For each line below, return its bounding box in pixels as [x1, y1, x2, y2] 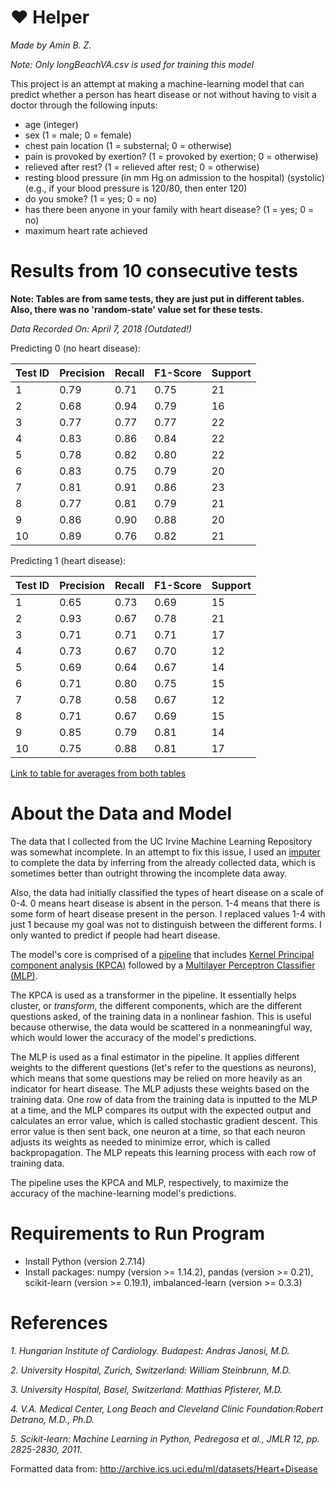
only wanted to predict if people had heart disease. [10, 929, 221, 941]
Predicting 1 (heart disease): [10, 554, 127, 566]
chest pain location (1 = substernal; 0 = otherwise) [24, 139, 233, 151]
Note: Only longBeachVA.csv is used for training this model [10, 58, 255, 70]
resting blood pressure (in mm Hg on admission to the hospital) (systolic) [24, 171, 325, 183]
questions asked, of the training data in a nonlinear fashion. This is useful [10, 1010, 312, 1022]
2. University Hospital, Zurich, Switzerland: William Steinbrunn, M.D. [10, 1364, 292, 1376]
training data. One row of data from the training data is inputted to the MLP [10, 1093, 318, 1105]
